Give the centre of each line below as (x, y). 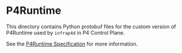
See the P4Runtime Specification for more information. (72, 44)
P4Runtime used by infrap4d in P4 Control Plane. (65, 32)
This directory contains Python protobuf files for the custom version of (91, 26)
